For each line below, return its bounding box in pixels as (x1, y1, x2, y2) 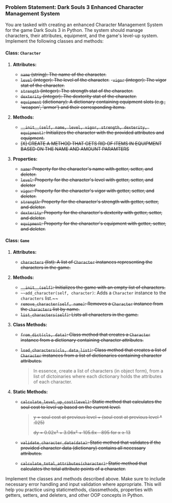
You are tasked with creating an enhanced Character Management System (5, 22, 163, 28)
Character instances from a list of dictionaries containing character (20, 352, 162, 358)
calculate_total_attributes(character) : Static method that (20, 460, 147, 466)
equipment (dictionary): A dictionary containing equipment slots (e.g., (20, 99, 166, 105)
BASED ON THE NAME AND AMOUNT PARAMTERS (20, 145, 129, 152)
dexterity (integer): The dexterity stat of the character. (20, 93, 137, 99)
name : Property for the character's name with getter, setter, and (20, 165, 153, 172)
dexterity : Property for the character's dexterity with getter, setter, (20, 209, 163, 215)
